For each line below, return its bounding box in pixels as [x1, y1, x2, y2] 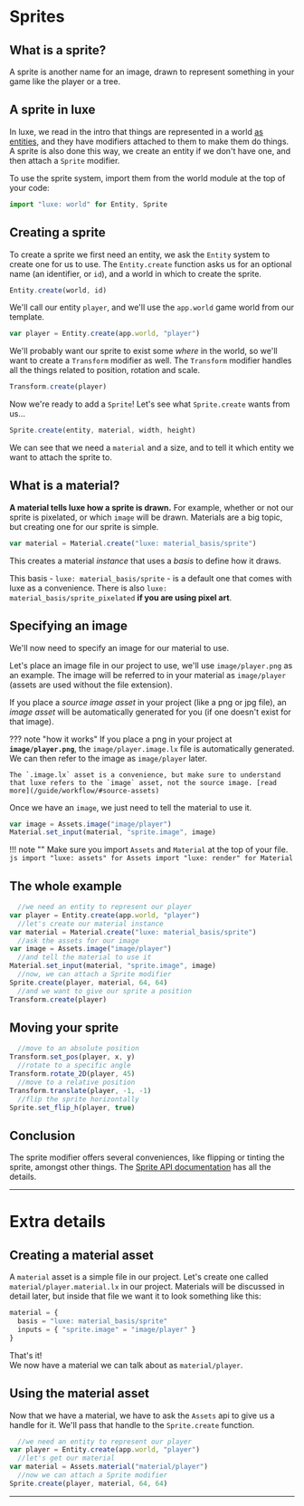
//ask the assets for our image [17, 935, 140, 945]
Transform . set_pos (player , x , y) [9, 1052, 136, 1061]
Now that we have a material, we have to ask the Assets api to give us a [9, 1410, 275, 1421]
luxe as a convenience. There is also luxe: [9, 582, 167, 593]
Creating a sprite [9, 225, 106, 241]
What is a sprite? [9, 43, 107, 58]
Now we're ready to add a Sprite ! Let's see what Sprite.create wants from [9, 398, 290, 409]
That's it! [9, 1349, 43, 1360]
